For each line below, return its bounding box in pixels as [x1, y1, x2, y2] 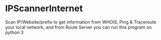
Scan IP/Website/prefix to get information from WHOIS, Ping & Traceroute [5, 19, 157, 25]
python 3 [5, 29, 24, 35]
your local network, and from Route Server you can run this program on [5, 24, 152, 30]
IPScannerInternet [5, 3, 83, 14]
